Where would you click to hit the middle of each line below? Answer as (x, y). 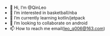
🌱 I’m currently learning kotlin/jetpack (47, 18)
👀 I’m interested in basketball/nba (43, 13)
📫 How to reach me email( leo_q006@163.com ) (57, 28)
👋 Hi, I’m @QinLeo (28, 8)
